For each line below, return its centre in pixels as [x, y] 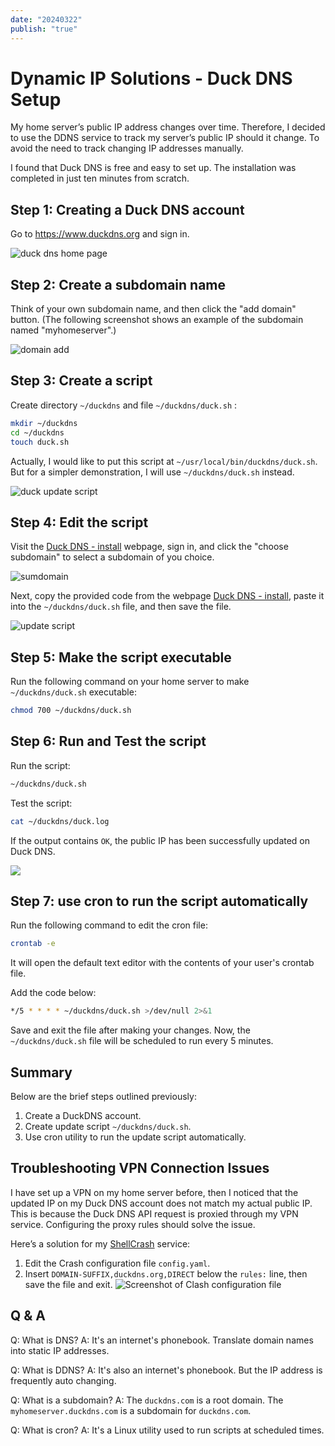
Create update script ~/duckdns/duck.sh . [108, 1126]
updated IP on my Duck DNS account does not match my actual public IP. [161, 1203]
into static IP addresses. [60, 1350]
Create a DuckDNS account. [83, 1115]
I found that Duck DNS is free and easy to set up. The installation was [153, 168]
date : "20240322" [46, 19]
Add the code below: [53, 993]
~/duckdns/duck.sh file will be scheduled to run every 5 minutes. [142, 1041]
